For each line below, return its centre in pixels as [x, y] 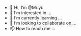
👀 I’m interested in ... [30, 13]
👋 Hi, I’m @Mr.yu [27, 8]
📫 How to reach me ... [32, 28]
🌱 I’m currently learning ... [36, 18]
